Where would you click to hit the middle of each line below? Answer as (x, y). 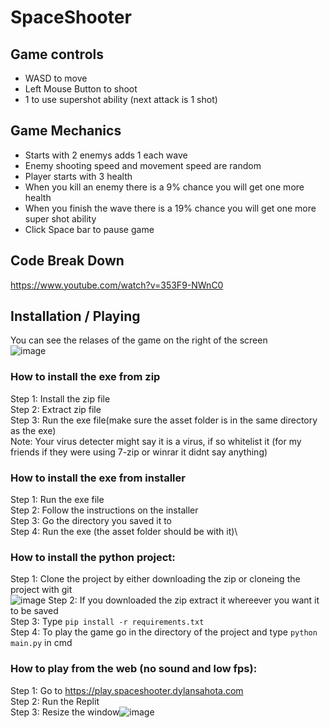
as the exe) (33, 430)
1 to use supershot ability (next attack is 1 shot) (121, 99)
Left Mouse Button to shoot (81, 89)
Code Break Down (67, 261)
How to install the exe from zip (85, 377)
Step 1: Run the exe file (57, 500)
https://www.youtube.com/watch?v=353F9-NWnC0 (117, 285)
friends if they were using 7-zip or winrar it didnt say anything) (139, 452)
